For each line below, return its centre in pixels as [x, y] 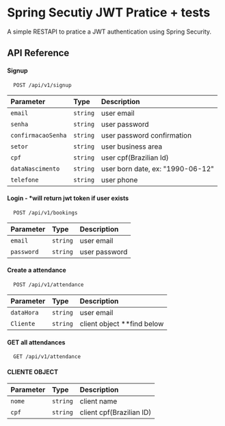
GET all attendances [36, 342]
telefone [25, 180]
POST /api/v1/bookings [45, 213]
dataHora [25, 312]
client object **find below [122, 323]
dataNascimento [35, 168]
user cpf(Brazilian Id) [135, 158]
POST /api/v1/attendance [49, 285]
